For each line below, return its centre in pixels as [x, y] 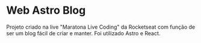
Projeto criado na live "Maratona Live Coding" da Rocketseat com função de [101, 27]
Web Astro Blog [46, 10]
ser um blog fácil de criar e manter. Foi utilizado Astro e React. [83, 33]
